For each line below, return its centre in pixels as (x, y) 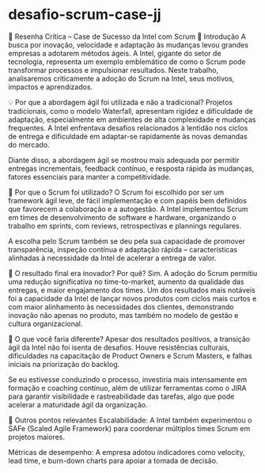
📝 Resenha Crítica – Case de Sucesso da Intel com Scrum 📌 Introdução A (127, 36)
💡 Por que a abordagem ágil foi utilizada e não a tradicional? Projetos (121, 102)
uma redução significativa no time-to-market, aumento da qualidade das (126, 282)
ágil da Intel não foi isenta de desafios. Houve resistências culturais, (119, 347)
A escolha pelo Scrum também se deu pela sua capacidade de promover (127, 241)
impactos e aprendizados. (51, 87)
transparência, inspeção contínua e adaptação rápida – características (123, 249)
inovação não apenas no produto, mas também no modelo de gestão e (123, 315)
